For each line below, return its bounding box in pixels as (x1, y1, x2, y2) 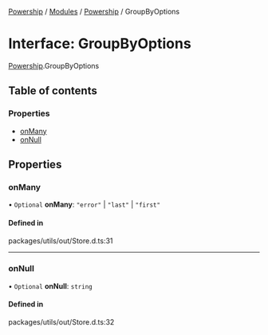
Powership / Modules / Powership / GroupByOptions (8, 7, 180, 16)
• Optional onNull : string (8, 281, 93, 290)
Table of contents (8, 84, 97, 98)
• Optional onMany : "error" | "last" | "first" (8, 199, 161, 210)
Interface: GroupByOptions (8, 35, 191, 53)
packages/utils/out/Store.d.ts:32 (8, 317, 115, 327)
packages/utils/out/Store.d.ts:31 (8, 235, 113, 246)
